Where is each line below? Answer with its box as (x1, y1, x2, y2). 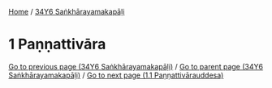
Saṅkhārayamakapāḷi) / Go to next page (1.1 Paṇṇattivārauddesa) (8, 70, 224, 80)
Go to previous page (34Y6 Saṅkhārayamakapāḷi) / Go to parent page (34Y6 (8, 61, 264, 71)
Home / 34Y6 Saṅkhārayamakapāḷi (8, 7, 125, 16)
